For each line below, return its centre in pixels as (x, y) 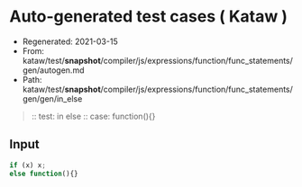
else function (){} (44, 174)
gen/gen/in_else (52, 98)
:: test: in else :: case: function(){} (93, 116)
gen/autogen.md (53, 70)
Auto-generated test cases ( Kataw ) (149, 17)
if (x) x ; (28, 165)
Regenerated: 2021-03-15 (70, 41)
